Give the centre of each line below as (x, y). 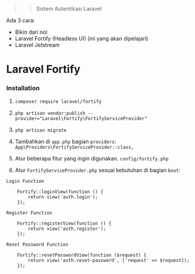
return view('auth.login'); (63, 197)
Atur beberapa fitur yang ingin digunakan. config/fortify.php (91, 159)
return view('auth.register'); (67, 229)
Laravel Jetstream (37, 45)
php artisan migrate (41, 130)
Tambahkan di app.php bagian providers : (65, 142)
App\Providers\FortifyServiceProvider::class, (74, 147)
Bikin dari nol (31, 32)
